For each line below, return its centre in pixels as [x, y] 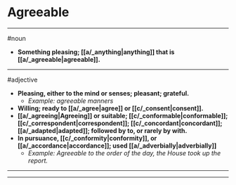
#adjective [22, 79]
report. [38, 160]
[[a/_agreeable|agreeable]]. [59, 59]
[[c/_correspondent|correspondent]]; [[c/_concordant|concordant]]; [120, 123]
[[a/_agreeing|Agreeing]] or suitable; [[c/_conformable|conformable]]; [123, 115]
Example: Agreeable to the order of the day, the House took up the [124, 153]
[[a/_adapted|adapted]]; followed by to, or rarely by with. [102, 130]
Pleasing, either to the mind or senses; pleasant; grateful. [103, 93]
